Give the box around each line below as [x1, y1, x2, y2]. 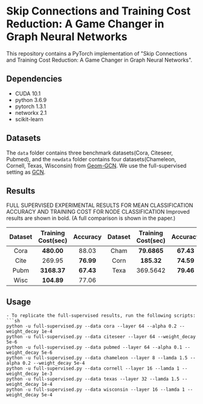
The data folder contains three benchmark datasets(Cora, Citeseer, [6, 149, 173, 156]
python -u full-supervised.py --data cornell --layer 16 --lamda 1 [6, 365, 180, 372]
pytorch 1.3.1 [14, 103, 47, 110]
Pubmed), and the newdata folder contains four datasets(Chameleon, [6, 155, 176, 162]
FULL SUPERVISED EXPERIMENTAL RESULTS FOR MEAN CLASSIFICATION [6, 202, 193, 209]
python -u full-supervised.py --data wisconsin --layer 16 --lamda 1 [6, 386, 185, 393]
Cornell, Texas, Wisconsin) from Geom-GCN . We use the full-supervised [6, 162, 187, 169]
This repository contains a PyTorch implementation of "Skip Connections [6, 50, 187, 57]
